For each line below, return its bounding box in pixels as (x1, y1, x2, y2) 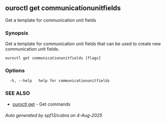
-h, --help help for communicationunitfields (9, 78, 110, 83)
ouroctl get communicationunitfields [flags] (5, 56, 101, 61)
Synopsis (5, 29, 28, 36)
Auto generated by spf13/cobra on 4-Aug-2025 (5, 113, 102, 119)
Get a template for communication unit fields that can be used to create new (5, 41, 162, 47)
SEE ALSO (5, 90, 30, 97)
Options (5, 67, 25, 74)
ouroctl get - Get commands (12, 101, 71, 107)
